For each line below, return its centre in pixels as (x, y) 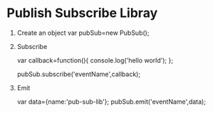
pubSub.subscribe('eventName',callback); (78, 74)
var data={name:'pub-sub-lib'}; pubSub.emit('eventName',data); (111, 102)
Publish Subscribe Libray (82, 13)
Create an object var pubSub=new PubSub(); (83, 33)
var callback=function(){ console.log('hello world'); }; (95, 60)
